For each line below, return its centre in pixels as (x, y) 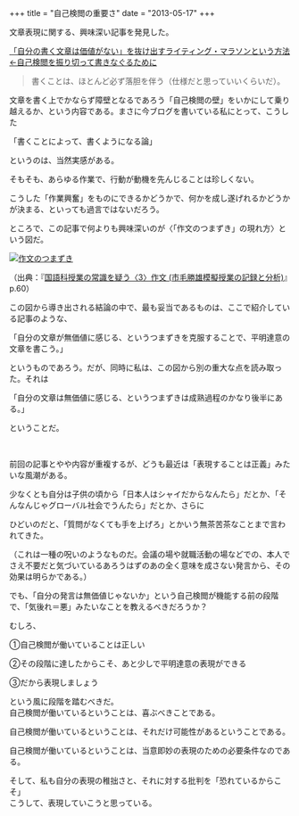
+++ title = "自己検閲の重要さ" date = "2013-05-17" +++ (112, 13)
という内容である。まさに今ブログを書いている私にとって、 (157, 111)
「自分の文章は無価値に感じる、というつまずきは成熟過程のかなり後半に (142, 398)
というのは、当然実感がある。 (64, 160)
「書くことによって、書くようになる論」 (83, 141)
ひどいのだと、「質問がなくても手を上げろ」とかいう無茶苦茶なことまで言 (144, 524)
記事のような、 (44, 318)
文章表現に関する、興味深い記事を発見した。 (91, 32)
